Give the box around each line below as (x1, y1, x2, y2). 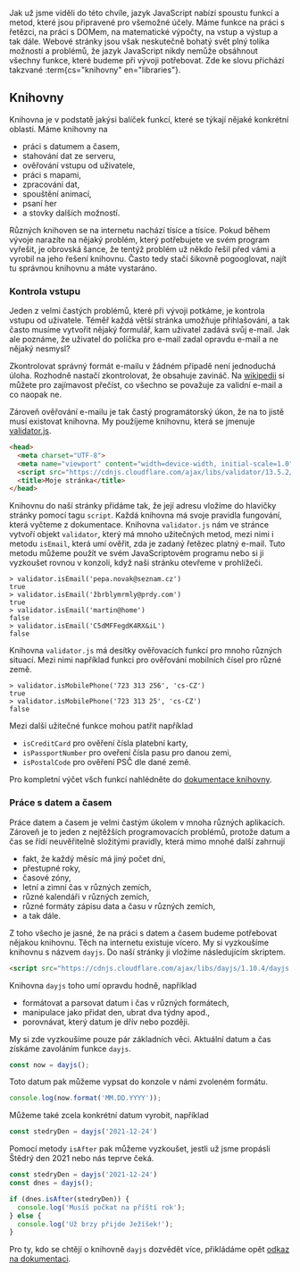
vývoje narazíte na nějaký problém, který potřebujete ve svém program (9, 234, 271, 245)
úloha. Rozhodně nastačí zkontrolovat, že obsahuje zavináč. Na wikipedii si (9, 370, 286, 381)
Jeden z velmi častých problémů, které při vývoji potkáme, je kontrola (9, 306, 265, 316)
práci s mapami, (21, 169, 82, 180)
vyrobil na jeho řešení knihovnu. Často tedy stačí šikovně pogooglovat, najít (9, 253, 287, 264)
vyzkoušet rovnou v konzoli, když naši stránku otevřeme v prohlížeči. (9, 558, 263, 569)
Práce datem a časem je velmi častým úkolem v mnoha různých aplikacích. (9, 817, 286, 828)
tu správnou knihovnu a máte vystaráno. (9, 263, 158, 274)
